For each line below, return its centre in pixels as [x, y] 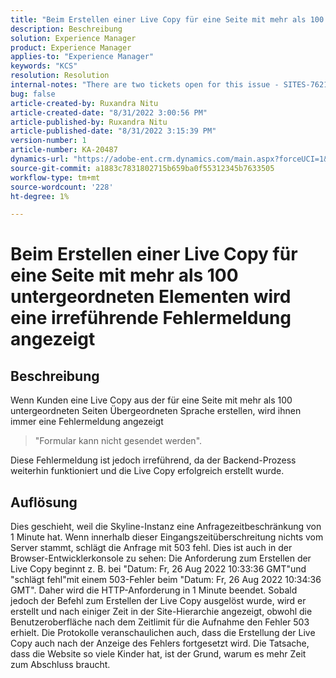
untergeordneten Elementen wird [151, 297]
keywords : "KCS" [44, 66]
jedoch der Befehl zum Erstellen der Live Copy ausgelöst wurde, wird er [158, 601]
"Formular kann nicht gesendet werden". [118, 441]
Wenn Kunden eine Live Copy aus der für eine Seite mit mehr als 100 [151, 400]
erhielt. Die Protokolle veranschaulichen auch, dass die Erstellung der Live [163, 633]
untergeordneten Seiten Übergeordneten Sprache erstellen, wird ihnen [156, 411]
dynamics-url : [40, 159]
